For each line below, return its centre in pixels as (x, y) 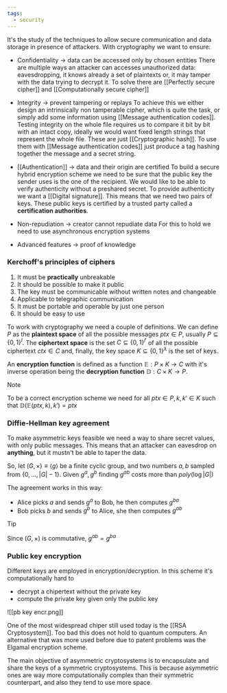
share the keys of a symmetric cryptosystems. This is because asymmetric (113, 668)
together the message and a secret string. (76, 153)
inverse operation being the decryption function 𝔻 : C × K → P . (97, 372)
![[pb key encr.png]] (35, 612)
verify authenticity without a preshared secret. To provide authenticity (116, 189)
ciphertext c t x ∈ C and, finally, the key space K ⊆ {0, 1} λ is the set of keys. (113, 351)
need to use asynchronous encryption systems (83, 231)
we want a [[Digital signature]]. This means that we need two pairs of (115, 196)
